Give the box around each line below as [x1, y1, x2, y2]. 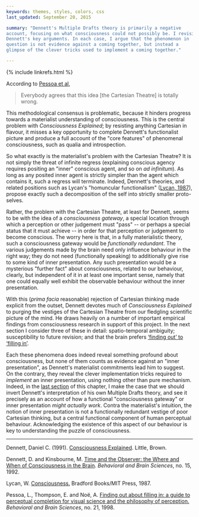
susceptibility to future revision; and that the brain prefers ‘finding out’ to [6, 333, 184, 341]
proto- [175, 190, 191, 197]
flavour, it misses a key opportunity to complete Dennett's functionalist [6, 128, 179, 135]
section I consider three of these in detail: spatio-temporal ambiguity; [6, 327, 175, 334]
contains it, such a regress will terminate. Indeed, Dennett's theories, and [6, 178, 185, 185]
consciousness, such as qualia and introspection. [6, 141, 127, 148]
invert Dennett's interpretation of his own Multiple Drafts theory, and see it [6, 389, 188, 396]
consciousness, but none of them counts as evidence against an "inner [6, 357, 179, 364]
